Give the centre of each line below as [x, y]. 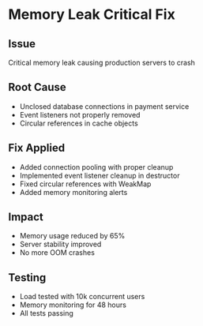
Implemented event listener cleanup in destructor [100, 175]
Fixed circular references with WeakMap [85, 184]
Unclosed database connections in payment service [104, 106]
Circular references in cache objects [79, 123]
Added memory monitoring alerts [73, 192]
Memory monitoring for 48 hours [73, 305]
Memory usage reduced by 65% [72, 236]
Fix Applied [37, 148]
